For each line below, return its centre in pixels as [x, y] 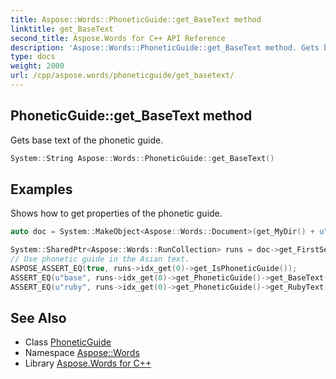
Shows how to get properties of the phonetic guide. [116, 213]
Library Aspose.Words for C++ [88, 363]
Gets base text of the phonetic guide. [87, 140]
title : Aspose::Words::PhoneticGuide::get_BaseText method [136, 19]
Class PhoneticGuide [68, 342]
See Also [38, 318]
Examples [41, 189]
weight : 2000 [37, 66]
